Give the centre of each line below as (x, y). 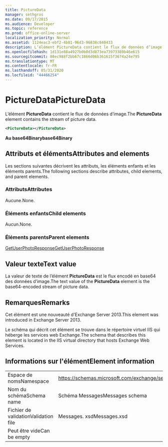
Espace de (20, 375)
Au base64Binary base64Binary (39, 138)
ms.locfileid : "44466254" (32, 75)
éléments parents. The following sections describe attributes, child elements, (84, 171)
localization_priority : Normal (38, 38)
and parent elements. (27, 177)
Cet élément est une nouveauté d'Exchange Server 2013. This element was (82, 315)
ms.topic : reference (27, 29)
